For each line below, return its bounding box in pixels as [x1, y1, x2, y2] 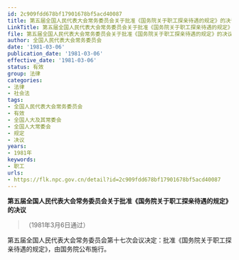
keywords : [7, 156, 37, 164]
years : [7, 143, 27, 150]
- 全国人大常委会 [7, 123, 51, 130]
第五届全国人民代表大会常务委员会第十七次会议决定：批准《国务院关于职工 [7, 236, 225, 244]
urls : [7, 169, 23, 177]
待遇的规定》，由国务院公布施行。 [13, 244, 110, 253]
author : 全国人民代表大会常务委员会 [7, 37, 102, 44]
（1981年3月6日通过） [24, 220, 90, 229]
